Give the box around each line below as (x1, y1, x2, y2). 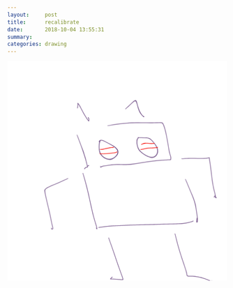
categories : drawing (7, 40, 68, 48)
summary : (7, 33, 33, 40)
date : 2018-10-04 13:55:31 (7, 26, 105, 33)
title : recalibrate (7, 18, 80, 26)
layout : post (7, 11, 58, 18)
